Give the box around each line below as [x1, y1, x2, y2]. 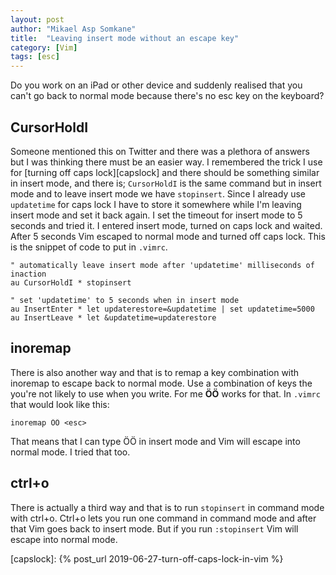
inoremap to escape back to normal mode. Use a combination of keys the [10, 377, 313, 389]
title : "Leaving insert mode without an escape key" [10, 33, 240, 43]
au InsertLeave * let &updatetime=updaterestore [10, 312, 217, 323]
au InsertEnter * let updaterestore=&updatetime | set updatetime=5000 [10, 304, 315, 314]
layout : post [10, 14, 65, 25]
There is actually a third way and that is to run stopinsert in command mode [10, 501, 325, 513]
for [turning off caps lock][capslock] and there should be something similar [10, 166, 320, 178]
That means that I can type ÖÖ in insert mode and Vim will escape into [10, 435, 301, 447]
